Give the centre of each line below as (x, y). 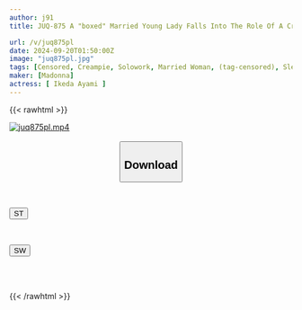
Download (151, 165)
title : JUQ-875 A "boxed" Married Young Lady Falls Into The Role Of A (146, 26)
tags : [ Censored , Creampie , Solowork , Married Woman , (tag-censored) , (144, 67)
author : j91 (31, 18)
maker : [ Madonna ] (42, 76)
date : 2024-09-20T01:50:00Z (62, 50)
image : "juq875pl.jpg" (52, 59)
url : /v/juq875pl (42, 42)
